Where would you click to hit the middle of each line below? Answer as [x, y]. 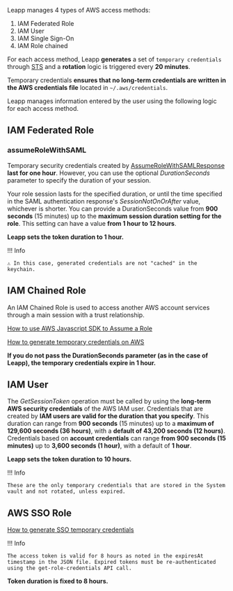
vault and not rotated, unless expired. [67, 492]
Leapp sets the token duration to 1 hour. [65, 237]
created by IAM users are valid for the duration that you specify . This [108, 416]
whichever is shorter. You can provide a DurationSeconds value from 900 [113, 208]
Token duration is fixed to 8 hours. [58, 581]
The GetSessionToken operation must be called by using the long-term [109, 401]
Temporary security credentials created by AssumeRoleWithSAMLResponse [116, 165]
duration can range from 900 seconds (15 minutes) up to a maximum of [111, 424]
